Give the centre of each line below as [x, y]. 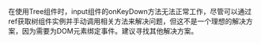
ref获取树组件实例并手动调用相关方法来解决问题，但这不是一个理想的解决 [127, 21]
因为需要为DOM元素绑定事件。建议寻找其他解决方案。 [110, 31]
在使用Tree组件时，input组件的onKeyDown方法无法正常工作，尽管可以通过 [130, 11]
